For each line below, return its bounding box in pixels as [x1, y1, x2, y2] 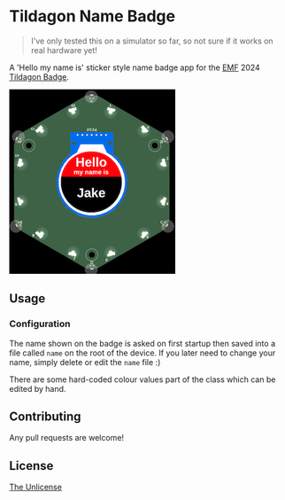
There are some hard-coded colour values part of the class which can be [9, 374, 276, 385]
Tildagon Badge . [9, 71, 69, 82]
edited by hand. [9, 383, 66, 394]
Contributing [9, 410, 81, 425]
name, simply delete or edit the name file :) [9, 356, 161, 367]
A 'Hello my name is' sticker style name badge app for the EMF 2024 [9, 62, 261, 73]
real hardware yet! [30, 44, 97, 55]
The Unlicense [9, 481, 62, 493]
